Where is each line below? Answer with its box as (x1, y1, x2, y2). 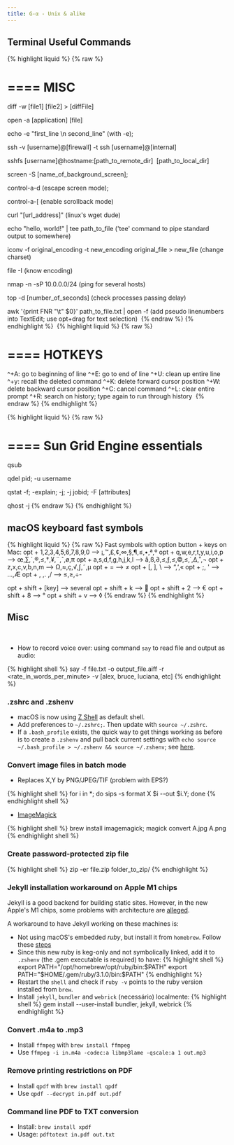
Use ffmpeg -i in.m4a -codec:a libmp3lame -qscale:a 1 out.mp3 (17, 1048, 206, 1057)
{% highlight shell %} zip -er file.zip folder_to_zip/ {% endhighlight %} (7, 865, 208, 873)
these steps (17, 941, 52, 949)
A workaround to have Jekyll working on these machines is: (7, 920, 180, 928)
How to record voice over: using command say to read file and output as (17, 644, 226, 652)
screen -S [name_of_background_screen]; (7, 170, 129, 179)
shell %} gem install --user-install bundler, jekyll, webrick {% (17, 1000, 192, 1008)
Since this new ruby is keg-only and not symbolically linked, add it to (17, 948, 215, 957)
